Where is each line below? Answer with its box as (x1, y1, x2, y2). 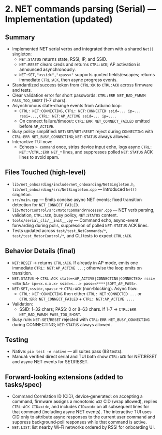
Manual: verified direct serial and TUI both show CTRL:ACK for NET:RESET (12, 353, 157, 360)
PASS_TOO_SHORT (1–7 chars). (12, 98, 67, 103)
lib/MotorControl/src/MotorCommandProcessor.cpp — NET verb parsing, (12, 207, 155, 213)
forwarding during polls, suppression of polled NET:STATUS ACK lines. (12, 222, 149, 228)
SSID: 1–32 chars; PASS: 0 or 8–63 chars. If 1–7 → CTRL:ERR (19, 306, 136, 312)
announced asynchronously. (19, 67, 76, 72)
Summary (5, 33, 35, 41)
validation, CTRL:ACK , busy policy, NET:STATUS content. (12, 212, 118, 218)
